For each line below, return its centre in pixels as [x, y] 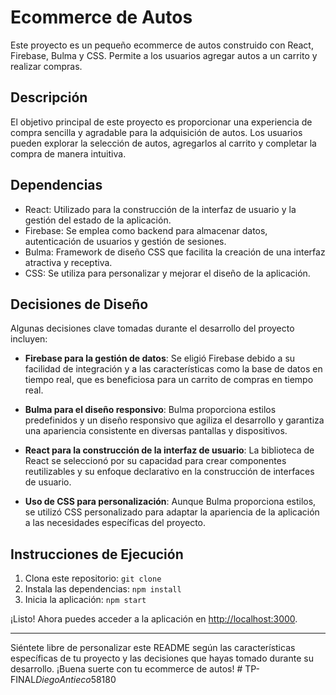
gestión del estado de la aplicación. [98, 220]
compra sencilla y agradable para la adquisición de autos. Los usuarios [156, 132]
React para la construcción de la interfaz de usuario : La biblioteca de [169, 450]
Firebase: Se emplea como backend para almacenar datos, [146, 230]
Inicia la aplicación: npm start [85, 600]
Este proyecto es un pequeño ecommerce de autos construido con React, [162, 45]
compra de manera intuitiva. [68, 153]
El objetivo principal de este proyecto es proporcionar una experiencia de [161, 122]
